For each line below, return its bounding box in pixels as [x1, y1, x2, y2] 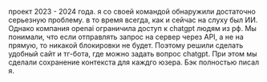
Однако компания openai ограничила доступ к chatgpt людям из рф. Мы [8, 24, 257, 33]
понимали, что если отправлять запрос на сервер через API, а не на [8, 32, 245, 41]
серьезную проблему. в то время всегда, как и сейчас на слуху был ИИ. [8, 15, 258, 25]
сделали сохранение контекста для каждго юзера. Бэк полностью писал [8, 57, 260, 67]
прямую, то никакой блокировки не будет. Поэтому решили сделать [8, 41, 244, 50]
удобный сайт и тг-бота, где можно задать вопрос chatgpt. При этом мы [8, 49, 258, 58]
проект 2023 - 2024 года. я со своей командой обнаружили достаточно [8, 7, 257, 16]
